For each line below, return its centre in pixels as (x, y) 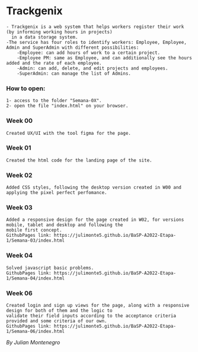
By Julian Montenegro (33, 343)
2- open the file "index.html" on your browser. (67, 106)
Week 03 (19, 208)
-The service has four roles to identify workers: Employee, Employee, (96, 42)
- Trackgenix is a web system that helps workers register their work (95, 27)
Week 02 (19, 175)
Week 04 (20, 255)
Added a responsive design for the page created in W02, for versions (95, 220)
